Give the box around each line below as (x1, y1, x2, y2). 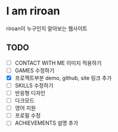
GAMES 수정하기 (14, 67, 55, 74)
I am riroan (6, 4, 60, 18)
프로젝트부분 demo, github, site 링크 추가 (14, 74, 112, 82)
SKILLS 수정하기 (14, 82, 54, 89)
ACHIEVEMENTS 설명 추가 (14, 119, 79, 127)
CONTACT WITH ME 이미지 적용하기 (14, 59, 102, 67)
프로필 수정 (14, 112, 41, 119)
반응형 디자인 (14, 89, 46, 97)
